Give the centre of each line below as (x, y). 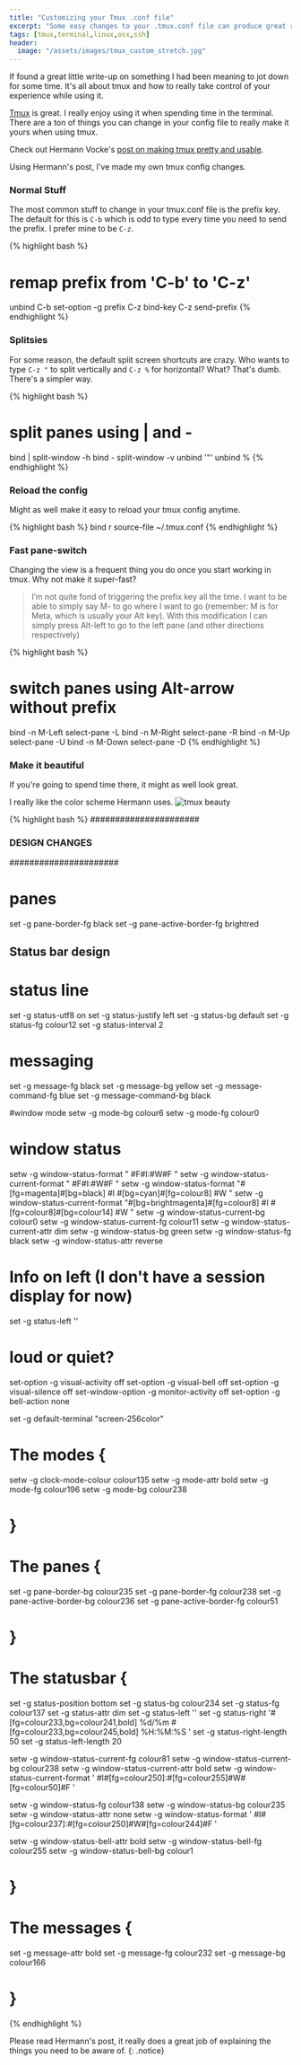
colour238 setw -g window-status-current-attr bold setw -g (132, 1768)
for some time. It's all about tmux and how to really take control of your (140, 86)
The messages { (71, 1928)
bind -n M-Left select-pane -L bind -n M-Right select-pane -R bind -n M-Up (150, 733)
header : (24, 43)
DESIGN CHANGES (51, 843)
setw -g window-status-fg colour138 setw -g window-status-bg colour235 (147, 1805)
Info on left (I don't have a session (138, 1277)
